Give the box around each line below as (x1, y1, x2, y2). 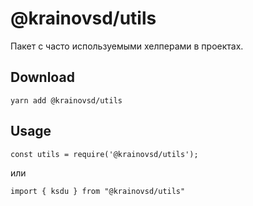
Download (10, 69, 75, 86)
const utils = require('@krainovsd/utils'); (10, 149, 199, 159)
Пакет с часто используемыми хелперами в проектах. (10, 40, 244, 52)
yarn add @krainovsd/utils (10, 95, 123, 106)
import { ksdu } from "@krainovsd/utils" (10, 186, 186, 196)
